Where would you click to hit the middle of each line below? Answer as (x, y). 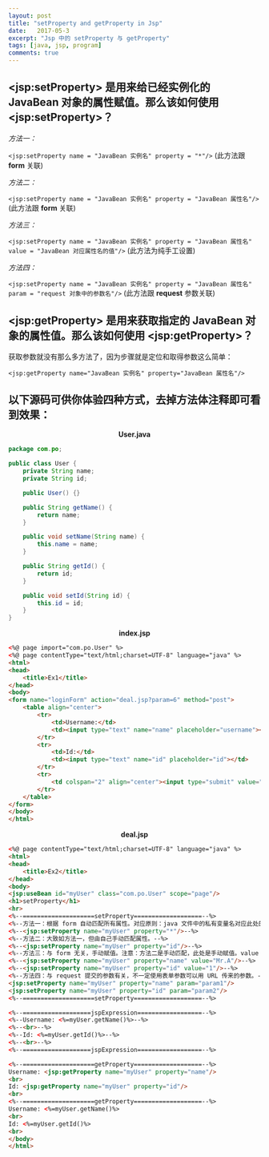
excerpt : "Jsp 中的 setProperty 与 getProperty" (89, 38)
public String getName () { (68, 507)
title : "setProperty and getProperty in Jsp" (85, 23)
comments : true (34, 53)
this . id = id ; (60, 603)
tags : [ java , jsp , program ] (55, 46)
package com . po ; (35, 449)
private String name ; (58, 471)
